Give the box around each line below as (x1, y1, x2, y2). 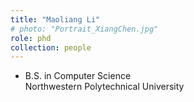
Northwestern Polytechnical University (24, 81, 185, 93)
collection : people (10, 42, 92, 53)
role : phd (10, 33, 52, 43)
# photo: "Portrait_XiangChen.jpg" (10, 24, 159, 34)
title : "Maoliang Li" (10, 14, 101, 25)
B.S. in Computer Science (24, 70, 132, 82)
